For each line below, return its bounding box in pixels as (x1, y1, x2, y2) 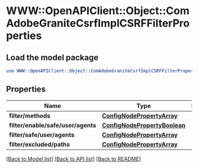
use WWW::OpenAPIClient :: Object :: (6, 68, 91, 74)
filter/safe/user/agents (9, 130, 75, 139)
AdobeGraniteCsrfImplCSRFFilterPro (6, 16, 190, 30)
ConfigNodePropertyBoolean (102, 121, 186, 129)
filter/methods (9, 112, 51, 120)
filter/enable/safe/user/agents (9, 121, 97, 129)
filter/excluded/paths (9, 140, 71, 148)
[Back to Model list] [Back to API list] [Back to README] (6, 155, 141, 162)
